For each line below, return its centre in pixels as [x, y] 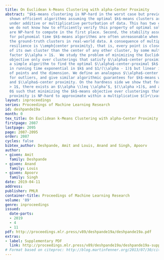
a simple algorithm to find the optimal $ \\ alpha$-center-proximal [80, 64]
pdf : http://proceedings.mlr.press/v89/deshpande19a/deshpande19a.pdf [78, 232]
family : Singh [24, 178]
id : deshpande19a [23, 110]
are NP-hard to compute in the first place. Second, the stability [80, 32]
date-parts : [22, 214]
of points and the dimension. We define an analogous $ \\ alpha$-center [84, 73]
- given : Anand [20, 164]
